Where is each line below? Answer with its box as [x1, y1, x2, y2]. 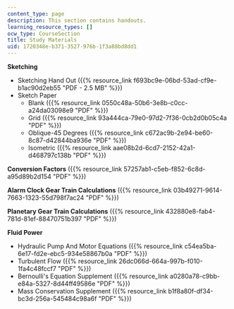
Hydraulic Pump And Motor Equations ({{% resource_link [17, 242, 183, 250]
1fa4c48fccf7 [17, 265, 56, 272]
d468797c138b [27, 151, 72, 159]
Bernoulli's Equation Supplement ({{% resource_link [17, 272, 168, 280]
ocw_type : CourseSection [7, 30, 80, 37]
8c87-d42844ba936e [27, 136, 92, 145]
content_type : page [7, 10, 65, 18]
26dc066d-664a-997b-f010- [118, 257, 203, 265]
